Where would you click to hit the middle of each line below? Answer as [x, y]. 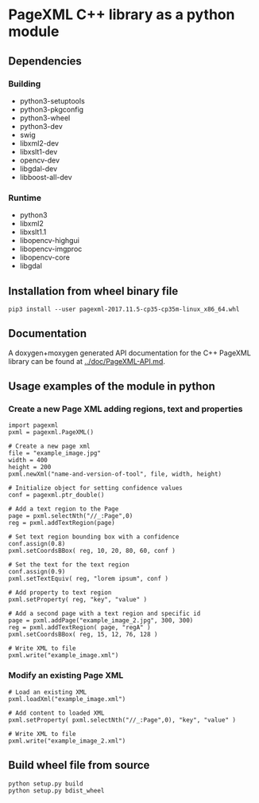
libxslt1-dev [39, 151]
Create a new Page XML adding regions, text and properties [126, 409]
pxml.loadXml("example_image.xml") [67, 699]
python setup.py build [46, 783]
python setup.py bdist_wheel [56, 790]
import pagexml [33, 425]
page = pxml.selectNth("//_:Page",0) [71, 516]
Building [25, 84]
